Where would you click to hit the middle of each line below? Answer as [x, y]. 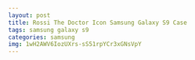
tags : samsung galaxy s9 [49, 30]
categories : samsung [42, 37]
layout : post [29, 15]
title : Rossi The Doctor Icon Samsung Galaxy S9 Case [98, 23]
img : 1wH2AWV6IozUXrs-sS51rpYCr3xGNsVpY [75, 44]
